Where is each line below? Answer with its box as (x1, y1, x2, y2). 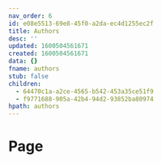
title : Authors (8, 27, 60, 35)
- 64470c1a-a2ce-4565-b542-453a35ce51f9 (15, 87, 154, 96)
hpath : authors (8, 102, 60, 110)
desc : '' (8, 34, 38, 43)
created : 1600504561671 (8, 49, 89, 58)
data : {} (8, 58, 38, 66)
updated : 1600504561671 (8, 42, 89, 50)
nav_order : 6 (8, 11, 53, 20)
